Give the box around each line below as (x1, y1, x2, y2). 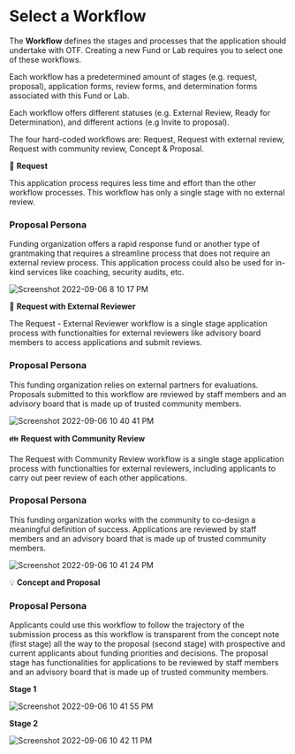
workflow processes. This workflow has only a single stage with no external (9, 187, 285, 197)
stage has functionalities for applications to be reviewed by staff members (9, 658, 279, 668)
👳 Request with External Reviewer (9, 301, 136, 312)
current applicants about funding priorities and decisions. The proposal (9, 648, 269, 658)
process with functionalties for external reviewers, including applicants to (9, 463, 276, 473)
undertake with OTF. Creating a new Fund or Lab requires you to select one (9, 44, 284, 55)
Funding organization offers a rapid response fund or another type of (9, 239, 261, 250)
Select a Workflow (9, 6, 147, 27)
